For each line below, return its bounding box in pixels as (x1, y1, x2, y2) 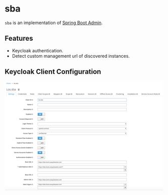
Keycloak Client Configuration (5, 67, 102, 76)
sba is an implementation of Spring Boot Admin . (5, 20, 103, 26)
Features (5, 34, 33, 43)
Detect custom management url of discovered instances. (12, 53, 130, 59)
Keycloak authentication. (12, 47, 63, 53)
